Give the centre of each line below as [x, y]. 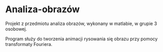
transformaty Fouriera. [29, 44]
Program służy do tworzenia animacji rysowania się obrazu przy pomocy [81, 39]
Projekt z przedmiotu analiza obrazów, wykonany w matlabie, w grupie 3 [81, 23]
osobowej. [16, 29]
